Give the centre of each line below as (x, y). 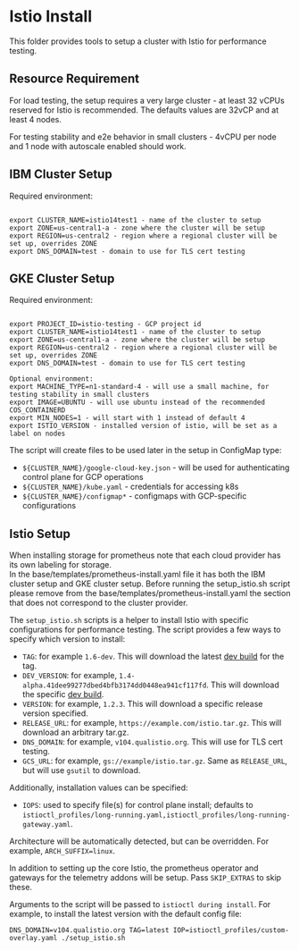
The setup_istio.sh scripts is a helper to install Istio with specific (129, 620)
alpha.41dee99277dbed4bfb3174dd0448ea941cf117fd (114, 686)
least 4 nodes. (36, 119)
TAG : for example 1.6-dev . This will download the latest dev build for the (153, 656)
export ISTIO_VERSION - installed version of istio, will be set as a (143, 426)
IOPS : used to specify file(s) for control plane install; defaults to (137, 805)
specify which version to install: (67, 639)
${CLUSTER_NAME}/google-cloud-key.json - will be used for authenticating (156, 467)
